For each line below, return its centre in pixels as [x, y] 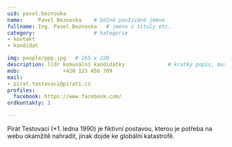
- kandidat [23, 46]
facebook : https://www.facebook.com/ [68, 97]
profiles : [21, 90]
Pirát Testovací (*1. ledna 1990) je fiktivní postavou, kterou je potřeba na [110, 129]
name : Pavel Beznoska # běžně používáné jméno [86, 20]
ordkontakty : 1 [29, 103]
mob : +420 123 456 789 [60, 71]
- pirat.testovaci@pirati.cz [49, 84]
